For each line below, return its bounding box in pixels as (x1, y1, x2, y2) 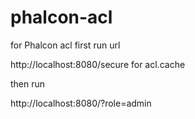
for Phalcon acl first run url (10, 39, 121, 51)
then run (10, 77, 46, 90)
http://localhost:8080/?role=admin (10, 97, 152, 109)
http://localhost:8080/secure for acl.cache (10, 58, 186, 70)
